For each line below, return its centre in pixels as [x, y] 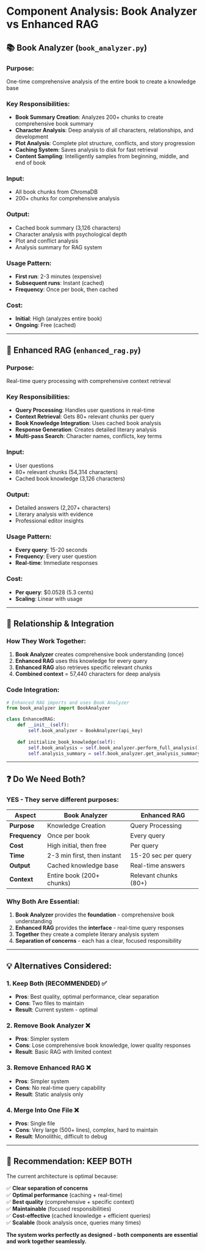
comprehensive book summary [54, 124]
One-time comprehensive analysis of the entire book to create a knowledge [101, 81]
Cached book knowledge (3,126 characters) [70, 478]
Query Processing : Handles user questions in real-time [85, 410]
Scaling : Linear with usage [49, 599]
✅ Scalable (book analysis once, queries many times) [74, 1222]
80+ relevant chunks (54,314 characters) [66, 472]
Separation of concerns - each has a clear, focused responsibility [98, 941]
